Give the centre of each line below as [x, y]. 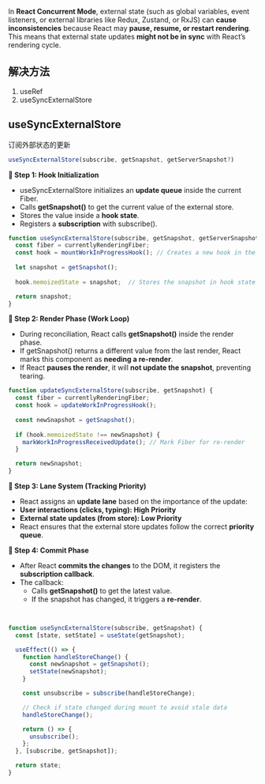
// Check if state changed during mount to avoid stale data [125, 707]
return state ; [38, 766]
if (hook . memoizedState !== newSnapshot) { [88, 435]
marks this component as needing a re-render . [96, 360]
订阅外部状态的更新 [39, 145]
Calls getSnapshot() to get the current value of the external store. [127, 207]
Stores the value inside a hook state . [79, 215]
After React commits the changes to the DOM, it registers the [120, 565]
